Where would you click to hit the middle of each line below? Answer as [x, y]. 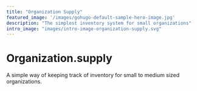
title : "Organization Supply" [45, 12]
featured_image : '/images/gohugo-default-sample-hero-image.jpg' [91, 17]
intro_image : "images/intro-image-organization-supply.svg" [84, 29]
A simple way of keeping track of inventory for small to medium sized [93, 75]
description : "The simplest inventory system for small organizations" [99, 23]
